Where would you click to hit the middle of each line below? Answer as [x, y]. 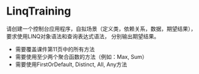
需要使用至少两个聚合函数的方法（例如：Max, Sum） [81, 56]
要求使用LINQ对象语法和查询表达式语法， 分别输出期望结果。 [83, 36]
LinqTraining [39, 11]
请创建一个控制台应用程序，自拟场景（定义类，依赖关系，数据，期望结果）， [101, 29]
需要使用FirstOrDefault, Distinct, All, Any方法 [71, 64]
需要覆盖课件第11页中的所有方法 [55, 49]
